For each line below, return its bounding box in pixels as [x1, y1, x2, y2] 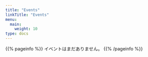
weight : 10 [14, 26, 38, 32]
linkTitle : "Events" [5, 12, 50, 17]
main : [10, 21, 22, 27]
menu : [5, 17, 17, 22]
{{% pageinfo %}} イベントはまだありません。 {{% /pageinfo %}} [5, 46, 143, 51]
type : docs [5, 31, 29, 36]
